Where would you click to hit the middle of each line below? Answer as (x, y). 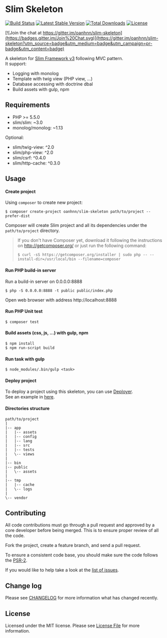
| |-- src (17, 445)
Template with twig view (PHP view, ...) (52, 78)
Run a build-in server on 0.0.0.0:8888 (44, 281)
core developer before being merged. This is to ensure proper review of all (82, 530)
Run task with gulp (25, 359)
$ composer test (22, 322)
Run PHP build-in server (31, 270)
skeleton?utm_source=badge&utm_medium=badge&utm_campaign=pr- (79, 43)
